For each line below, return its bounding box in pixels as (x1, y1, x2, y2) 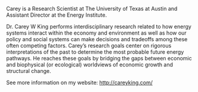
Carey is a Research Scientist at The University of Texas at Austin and (6, 5, 178, 12)
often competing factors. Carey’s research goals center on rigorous (6, 42, 172, 49)
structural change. (6, 68, 52, 74)
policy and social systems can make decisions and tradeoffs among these (6, 36, 188, 42)
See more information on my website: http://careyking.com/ (6, 79, 153, 86)
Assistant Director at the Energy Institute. (6, 11, 107, 19)
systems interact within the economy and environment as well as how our (6, 29, 187, 36)
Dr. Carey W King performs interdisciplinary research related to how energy (6, 23, 192, 30)
